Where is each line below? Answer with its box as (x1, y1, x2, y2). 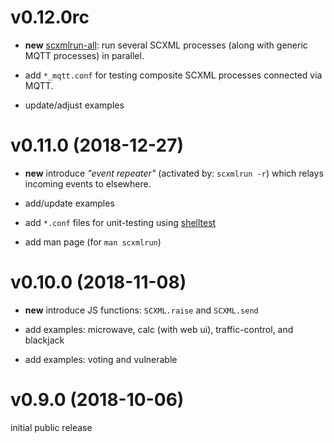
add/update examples (24, 197, 115, 209)
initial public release (10, 421, 93, 433)
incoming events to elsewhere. (24, 177, 152, 190)
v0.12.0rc (10, 6, 90, 29)
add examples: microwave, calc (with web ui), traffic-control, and (24, 323, 294, 335)
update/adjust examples (24, 99, 125, 111)
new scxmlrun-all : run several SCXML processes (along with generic (24, 39, 308, 51)
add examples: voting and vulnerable (24, 353, 178, 365)
